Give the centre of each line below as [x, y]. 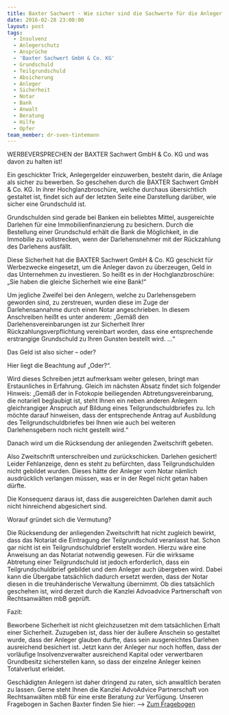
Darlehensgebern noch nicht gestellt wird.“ [68, 430]
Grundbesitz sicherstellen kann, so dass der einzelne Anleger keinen [104, 662]
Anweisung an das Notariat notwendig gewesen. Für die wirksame [100, 555]
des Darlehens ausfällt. [40, 247]
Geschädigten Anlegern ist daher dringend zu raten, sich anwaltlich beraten [114, 682]
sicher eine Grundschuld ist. [47, 204]
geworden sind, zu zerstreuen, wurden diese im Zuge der [88, 302]
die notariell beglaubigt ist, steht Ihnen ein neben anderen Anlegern [102, 401]
